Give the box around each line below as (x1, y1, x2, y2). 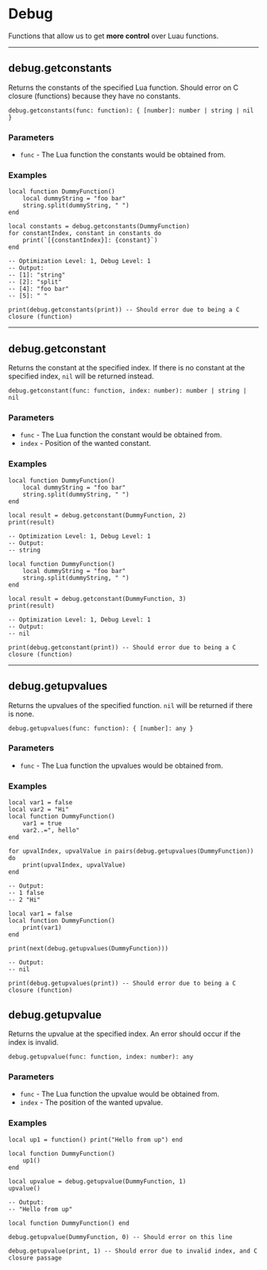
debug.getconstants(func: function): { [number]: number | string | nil (8, 106, 254, 114)
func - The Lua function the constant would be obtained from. (19, 430, 222, 439)
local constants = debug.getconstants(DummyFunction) (8, 223, 191, 230)
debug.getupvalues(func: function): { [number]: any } (8, 724, 194, 732)
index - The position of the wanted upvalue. (19, 1098, 163, 1107)
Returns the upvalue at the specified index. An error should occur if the (8, 1028, 241, 1038)
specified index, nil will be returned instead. (8, 371, 154, 381)
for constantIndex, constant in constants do (8, 230, 161, 238)
